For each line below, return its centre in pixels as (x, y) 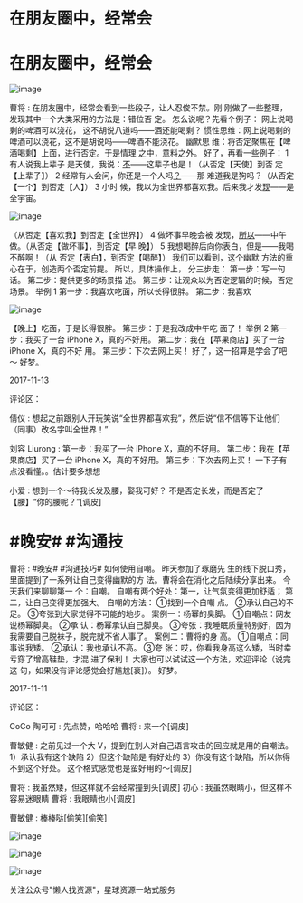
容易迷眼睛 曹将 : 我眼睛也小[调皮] (72, 799)
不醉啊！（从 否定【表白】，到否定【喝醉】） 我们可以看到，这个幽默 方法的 (147, 258)
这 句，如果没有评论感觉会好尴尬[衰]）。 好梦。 (96, 670)
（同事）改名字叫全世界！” (59, 430)
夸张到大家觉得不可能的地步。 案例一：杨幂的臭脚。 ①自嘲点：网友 (165, 614)
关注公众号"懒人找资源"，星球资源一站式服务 (93, 890)
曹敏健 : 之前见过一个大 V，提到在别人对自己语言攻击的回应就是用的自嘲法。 (151, 746)
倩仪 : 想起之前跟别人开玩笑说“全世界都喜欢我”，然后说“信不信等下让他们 (145, 418)
